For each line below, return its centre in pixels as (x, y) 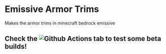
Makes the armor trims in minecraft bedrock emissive (60, 23)
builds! (16, 47)
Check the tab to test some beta (83, 39)
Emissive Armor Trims (52, 9)
